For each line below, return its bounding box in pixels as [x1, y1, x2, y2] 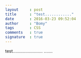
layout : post [5, 7, 43, 12]
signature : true [5, 35, 43, 40]
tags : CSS [5, 26, 41, 30]
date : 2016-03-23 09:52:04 [5, 16, 77, 21]
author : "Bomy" [5, 21, 48, 26]
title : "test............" [5, 12, 74, 17]
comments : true [5, 30, 43, 35]
